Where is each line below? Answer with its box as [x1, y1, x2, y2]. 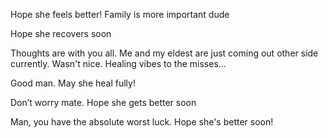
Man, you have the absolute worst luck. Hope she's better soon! [10, 116, 274, 128]
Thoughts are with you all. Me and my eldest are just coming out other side [10, 47, 319, 59]
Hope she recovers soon [10, 28, 112, 39]
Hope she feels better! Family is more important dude [10, 9, 230, 20]
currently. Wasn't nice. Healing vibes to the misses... [10, 58, 227, 69]
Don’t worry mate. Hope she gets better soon [10, 97, 197, 108]
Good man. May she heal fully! [10, 77, 136, 89]
